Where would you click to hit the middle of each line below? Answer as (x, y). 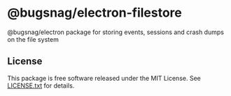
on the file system (33, 39)
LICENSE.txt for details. (41, 86)
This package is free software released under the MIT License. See (104, 78)
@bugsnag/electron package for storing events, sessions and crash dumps (115, 32)
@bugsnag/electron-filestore (94, 13)
